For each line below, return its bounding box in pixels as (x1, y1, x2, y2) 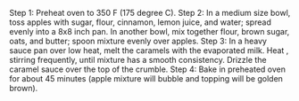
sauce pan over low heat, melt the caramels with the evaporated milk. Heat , (9, 45, 289, 56)
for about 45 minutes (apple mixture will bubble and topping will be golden (9, 74, 284, 83)
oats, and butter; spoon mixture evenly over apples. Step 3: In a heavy (9, 35, 268, 46)
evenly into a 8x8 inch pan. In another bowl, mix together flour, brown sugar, (9, 27, 290, 36)
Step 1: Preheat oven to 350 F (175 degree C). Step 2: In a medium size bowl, (9, 8, 291, 18)
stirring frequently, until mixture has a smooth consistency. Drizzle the (9, 55, 267, 65)
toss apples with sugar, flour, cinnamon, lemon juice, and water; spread (9, 17, 272, 27)
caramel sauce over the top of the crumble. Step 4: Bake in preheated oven (9, 64, 286, 74)
